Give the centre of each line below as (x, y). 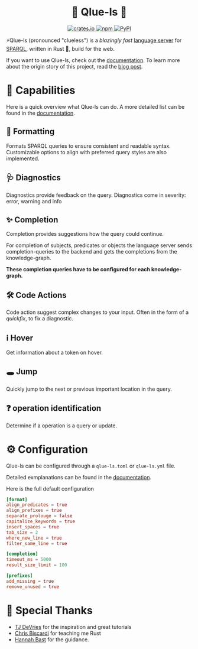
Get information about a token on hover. (55, 352)
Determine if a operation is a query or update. (61, 426)
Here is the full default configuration (50, 489)
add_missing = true (30, 581)
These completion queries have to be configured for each (78, 270)
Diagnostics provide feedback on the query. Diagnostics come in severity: (96, 195)
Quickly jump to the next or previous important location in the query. (89, 389)
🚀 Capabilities (41, 90)
